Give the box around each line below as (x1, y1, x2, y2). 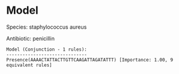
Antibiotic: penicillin (6, 35, 55, 42)
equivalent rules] (6, 62, 52, 68)
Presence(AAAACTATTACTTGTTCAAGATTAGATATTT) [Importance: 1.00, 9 (6, 57, 173, 63)
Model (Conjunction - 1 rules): (6, 46, 87, 53)
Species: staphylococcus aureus (6, 23, 87, 30)
